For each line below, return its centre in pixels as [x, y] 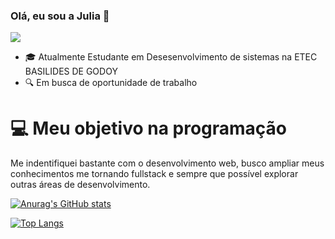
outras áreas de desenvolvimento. [80, 185]
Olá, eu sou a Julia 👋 [60, 16]
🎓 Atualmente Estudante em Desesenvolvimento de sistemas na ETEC [171, 57]
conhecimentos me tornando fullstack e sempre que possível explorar [154, 174]
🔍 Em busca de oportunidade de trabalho [111, 83]
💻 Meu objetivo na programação [149, 128]
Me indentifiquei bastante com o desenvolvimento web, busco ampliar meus [167, 163]
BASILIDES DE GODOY [71, 71]
